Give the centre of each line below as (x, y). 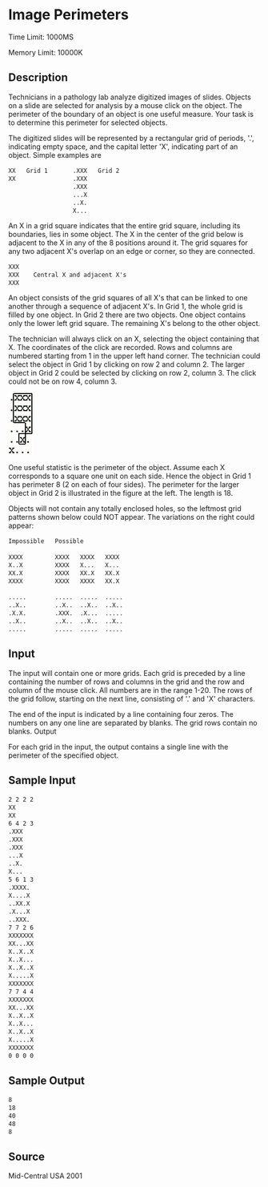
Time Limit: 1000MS (41, 37)
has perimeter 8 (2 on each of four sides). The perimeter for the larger (124, 484)
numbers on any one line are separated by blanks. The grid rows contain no (133, 722)
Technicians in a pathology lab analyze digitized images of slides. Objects (130, 97)
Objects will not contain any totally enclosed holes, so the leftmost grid (125, 508)
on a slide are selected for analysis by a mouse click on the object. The (125, 105)
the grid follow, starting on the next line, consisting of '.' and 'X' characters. (132, 698)
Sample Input (42, 780)
